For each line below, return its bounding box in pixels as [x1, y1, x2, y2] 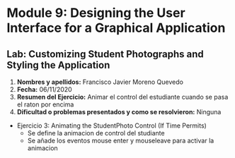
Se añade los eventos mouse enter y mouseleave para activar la [27, 136, 214, 145]
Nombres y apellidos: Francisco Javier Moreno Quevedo [16, 78, 183, 86]
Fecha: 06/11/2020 [16, 85, 72, 93]
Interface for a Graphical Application [6, 20, 226, 36]
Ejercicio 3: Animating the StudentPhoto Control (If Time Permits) [16, 121, 207, 130]
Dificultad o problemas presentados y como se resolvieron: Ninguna [16, 108, 222, 116]
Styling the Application [6, 59, 110, 71]
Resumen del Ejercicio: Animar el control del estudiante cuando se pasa [16, 93, 229, 101]
